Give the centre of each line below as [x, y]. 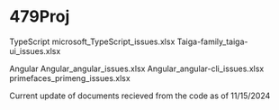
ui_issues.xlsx [35, 50]
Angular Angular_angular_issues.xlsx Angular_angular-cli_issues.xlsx [137, 69]
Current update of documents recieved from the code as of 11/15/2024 [140, 96]
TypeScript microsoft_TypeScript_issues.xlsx [92, 41]
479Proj [40, 17]
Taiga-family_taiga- [212, 41]
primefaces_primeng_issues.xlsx [70, 78]
